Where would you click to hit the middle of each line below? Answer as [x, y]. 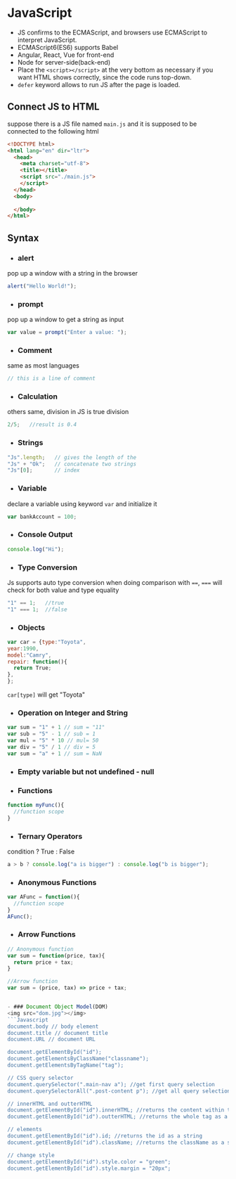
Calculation [38, 397]
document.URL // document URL [52, 1039]
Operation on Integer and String [73, 713]
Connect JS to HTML [53, 107]
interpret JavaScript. [47, 39]
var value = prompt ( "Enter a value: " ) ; [67, 333]
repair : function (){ [38, 662]
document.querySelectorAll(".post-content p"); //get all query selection [119, 1091]
